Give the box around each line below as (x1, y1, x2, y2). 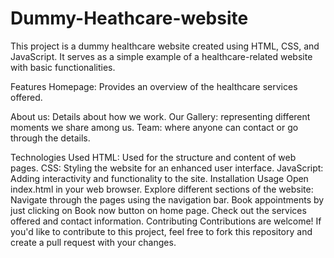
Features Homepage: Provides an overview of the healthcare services (10, 80, 298, 92)
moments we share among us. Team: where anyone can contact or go (10, 121, 299, 133)
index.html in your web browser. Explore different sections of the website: (10, 183, 314, 195)
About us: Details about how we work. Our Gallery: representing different (10, 110, 311, 122)
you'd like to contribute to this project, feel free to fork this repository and (10, 225, 313, 237)
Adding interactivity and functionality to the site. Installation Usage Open (10, 172, 309, 184)
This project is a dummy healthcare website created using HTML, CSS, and (10, 40, 320, 52)
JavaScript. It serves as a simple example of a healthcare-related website (10, 50, 313, 62)
